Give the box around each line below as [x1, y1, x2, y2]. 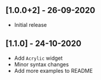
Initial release [14, 21, 47, 28]
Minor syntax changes [14, 60, 69, 68]
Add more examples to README [14, 67, 93, 74]
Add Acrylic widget [14, 54, 63, 61]
